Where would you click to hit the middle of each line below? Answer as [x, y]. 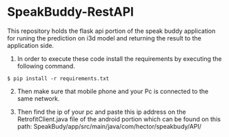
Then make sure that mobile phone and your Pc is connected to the [113, 91]
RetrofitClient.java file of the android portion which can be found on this [119, 119]
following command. [46, 66]
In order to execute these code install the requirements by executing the [119, 58]
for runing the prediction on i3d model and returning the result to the [104, 38]
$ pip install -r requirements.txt [58, 78]
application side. [30, 45]
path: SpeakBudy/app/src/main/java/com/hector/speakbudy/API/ [109, 126]
